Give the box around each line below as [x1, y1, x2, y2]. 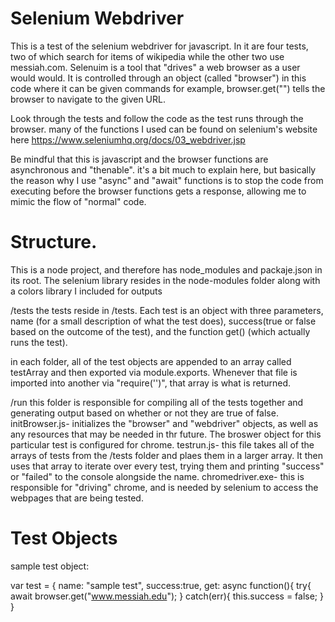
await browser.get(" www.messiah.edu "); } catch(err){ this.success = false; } [10, 590, 324, 602]
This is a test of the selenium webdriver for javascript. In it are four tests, [10, 40, 309, 52]
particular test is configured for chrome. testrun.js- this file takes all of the [10, 438, 315, 451]
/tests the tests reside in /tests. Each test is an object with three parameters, [10, 304, 324, 316]
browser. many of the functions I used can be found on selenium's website [10, 123, 318, 135]
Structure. [10, 231, 98, 254]
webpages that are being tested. [10, 492, 144, 504]
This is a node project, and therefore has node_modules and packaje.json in [10, 263, 323, 276]
